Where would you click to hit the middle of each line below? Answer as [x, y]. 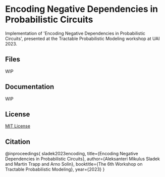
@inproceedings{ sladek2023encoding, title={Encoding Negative [72, 154]
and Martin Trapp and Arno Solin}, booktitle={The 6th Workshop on [74, 164]
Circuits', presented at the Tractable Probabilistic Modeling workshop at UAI [82, 39]
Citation [18, 142]
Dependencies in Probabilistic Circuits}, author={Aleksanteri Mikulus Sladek [82, 159]
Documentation [30, 87]
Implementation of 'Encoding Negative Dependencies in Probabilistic [75, 33]
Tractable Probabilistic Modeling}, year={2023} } [55, 170]
